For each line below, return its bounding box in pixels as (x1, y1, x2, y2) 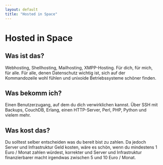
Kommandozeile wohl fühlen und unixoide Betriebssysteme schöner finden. (5, 75, 157, 81)
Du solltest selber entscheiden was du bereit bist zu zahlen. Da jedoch (5, 139, 146, 145)
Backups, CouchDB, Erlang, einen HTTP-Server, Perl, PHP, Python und (5, 107, 147, 113)
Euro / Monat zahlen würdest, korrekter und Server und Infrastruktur (5, 149, 142, 155)
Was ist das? (5, 52, 45, 60)
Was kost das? (5, 126, 50, 134)
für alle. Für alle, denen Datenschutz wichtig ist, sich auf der (5, 70, 126, 76)
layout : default (5, 7, 38, 12)
